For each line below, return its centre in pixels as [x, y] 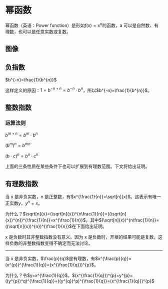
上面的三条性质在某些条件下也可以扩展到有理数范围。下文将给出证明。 [77, 166]
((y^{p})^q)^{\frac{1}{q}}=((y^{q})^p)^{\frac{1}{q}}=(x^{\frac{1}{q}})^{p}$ [80, 281]
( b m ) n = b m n [18, 145]
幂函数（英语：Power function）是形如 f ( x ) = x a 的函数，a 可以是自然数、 [80, 24]
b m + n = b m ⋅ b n [21, 134]
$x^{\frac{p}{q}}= [113, 258]
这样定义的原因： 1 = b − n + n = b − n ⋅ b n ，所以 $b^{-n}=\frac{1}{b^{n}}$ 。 [79, 89]
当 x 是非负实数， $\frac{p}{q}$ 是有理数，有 [50, 258]
